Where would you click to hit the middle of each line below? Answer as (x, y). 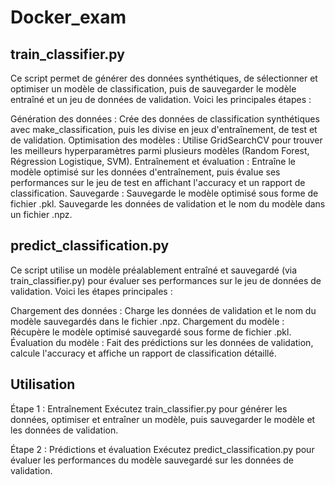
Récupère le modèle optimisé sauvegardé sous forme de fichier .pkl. (151, 332)
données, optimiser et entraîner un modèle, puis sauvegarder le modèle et (163, 419)
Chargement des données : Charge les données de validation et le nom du (163, 310)
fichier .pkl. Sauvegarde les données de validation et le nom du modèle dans (168, 204)
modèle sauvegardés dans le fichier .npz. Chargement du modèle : (147, 321)
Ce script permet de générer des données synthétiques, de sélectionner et (164, 78)
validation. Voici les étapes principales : (91, 291)
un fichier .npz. (41, 214)
